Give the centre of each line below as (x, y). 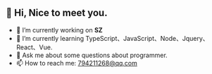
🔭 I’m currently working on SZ (59, 30)
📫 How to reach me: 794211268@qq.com (77, 63)
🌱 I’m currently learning (50, 38)
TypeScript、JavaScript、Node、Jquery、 (147, 38)
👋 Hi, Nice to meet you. (57, 13)
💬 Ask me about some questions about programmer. (92, 55)
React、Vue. (34, 47)
